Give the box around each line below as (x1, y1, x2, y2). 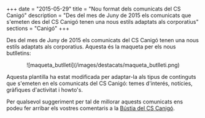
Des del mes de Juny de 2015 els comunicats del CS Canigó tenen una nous (6, 37, 199, 43)
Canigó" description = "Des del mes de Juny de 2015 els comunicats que (6, 12, 191, 19)
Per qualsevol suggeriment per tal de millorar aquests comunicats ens (6, 98, 183, 105)
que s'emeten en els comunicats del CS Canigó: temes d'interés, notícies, (6, 79, 193, 87)
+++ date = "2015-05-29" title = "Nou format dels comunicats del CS (6, 6, 181, 12)
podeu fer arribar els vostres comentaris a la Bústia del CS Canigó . (6, 105, 175, 112)
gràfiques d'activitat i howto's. (6, 86, 83, 94)
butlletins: (6, 50, 32, 57)
